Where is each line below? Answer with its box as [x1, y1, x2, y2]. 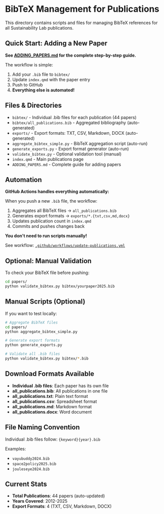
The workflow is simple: [5, 61, 53, 67]
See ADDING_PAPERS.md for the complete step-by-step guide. [5, 52, 136, 58]
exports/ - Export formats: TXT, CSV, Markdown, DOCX [12, 130, 125, 136]
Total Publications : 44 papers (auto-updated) [12, 493, 105, 499]
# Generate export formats [5, 338, 60, 343]
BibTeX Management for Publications [5, 3, 160, 15]
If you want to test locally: [5, 310, 57, 316]
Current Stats [5, 480, 47, 488]
